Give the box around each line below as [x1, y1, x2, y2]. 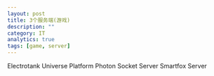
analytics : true [7, 36, 55, 43]
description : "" [7, 23, 55, 30]
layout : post [7, 10, 46, 17]
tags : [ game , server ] [7, 43, 71, 50]
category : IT [7, 29, 46, 37]
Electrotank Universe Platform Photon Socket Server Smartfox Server [7, 62, 207, 70]
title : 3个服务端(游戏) [7, 17, 70, 24]
